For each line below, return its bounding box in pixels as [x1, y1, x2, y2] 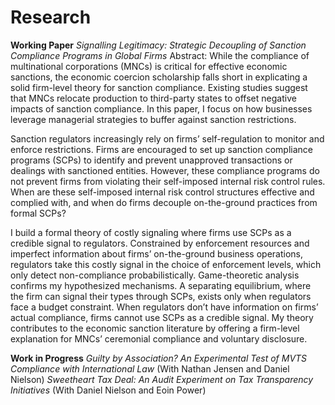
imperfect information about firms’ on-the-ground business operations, [10, 247, 304, 260]
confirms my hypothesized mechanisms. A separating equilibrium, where [10, 279, 312, 291]
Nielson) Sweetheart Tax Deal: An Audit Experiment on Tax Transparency [10, 373, 314, 385]
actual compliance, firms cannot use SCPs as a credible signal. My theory [10, 311, 314, 323]
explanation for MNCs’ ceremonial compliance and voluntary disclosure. [10, 332, 308, 345]
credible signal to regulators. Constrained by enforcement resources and [10, 237, 310, 249]
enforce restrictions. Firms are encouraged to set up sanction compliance [10, 143, 313, 155]
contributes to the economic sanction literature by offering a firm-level [10, 322, 300, 334]
